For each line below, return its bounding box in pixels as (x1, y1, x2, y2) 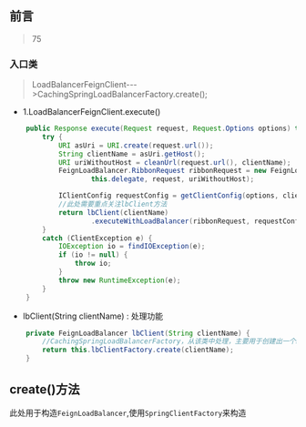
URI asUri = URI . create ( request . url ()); (57, 140, 214, 150)
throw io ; (74, 259, 112, 269)
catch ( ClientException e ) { (42, 233, 153, 243)
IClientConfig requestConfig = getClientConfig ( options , (57, 191, 280, 200)
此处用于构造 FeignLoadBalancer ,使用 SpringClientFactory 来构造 (9, 407, 247, 418)
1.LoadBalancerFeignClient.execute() (22, 107, 161, 117)
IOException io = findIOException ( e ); (57, 242, 206, 251)
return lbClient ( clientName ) (57, 208, 169, 217)
